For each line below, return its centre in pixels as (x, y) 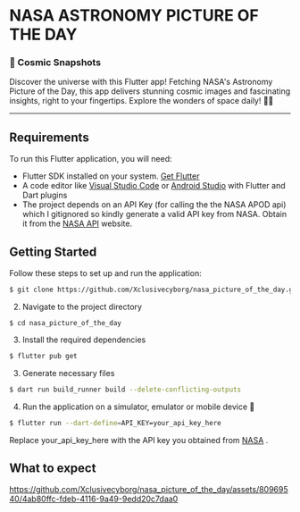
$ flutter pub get (43, 356)
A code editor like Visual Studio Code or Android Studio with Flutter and (154, 186)
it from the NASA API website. (77, 223)
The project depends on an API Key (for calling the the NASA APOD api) (154, 205)
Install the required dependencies (84, 340)
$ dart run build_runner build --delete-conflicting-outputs (125, 390)
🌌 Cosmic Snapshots (55, 63)
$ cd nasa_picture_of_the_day (66, 323)
